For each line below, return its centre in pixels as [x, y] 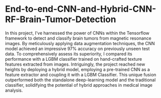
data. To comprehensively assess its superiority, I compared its [69, 54]
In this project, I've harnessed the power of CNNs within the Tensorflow [77, 33]
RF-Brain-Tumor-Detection [61, 19]
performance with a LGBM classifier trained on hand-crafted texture [74, 59]
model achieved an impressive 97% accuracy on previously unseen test [78, 49]
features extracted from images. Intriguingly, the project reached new [75, 64]
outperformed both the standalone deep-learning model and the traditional [80, 80]
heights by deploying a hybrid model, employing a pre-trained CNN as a [78, 69]
